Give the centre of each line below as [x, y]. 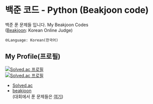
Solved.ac [23, 85]
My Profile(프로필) [33, 56]
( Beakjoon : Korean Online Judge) [39, 30]
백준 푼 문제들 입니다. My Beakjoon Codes [47, 25]
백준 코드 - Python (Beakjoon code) [77, 10]
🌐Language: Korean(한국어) [32, 40]
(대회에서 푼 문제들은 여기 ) [38, 96]
